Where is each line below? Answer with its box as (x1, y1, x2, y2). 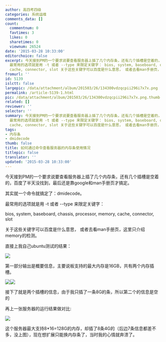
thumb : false (5, 141, 32, 146)
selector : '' (5, 109, 32, 114)
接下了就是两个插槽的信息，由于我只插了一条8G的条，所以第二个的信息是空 (5, 288, 159, 295)
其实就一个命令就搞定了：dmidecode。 (5, 190, 85, 196)
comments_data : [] (5, 16, 43, 21)
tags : (5, 127, 16, 132)
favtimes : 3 (9, 30, 35, 35)
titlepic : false (5, 150, 39, 155)
